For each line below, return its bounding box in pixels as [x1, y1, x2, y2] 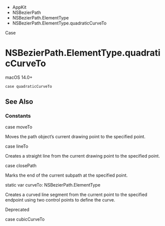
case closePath [5, 162, 37, 169]
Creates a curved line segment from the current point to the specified [5, 192, 148, 198]
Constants [5, 112, 31, 119]
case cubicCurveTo [5, 216, 45, 222]
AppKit [12, 4, 27, 10]
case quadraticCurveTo [5, 84, 52, 89]
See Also [5, 97, 33, 106]
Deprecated [5, 207, 30, 213]
